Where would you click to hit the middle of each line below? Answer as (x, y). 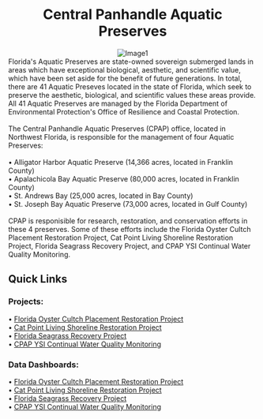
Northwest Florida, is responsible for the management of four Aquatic (121, 137)
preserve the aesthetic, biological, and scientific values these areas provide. (132, 95)
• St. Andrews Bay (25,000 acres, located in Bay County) (101, 196)
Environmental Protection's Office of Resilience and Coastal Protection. (124, 111)
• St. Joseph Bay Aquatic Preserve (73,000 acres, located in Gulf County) (128, 204)
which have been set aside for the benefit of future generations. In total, (125, 78)
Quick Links (38, 279)
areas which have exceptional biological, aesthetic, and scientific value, (124, 69)
